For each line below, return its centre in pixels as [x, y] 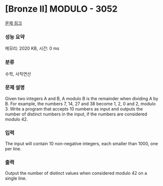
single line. [16, 178]
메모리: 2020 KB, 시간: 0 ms [32, 48]
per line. [13, 149]
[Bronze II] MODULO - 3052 [61, 9]
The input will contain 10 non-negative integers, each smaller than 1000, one [81, 144]
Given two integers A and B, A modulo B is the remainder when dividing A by [82, 98]
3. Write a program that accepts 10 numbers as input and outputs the [74, 109]
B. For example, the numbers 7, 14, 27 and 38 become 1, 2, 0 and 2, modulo [80, 104]
